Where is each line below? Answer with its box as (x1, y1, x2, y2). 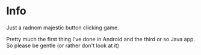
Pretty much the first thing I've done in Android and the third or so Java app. (6, 35, 196, 42)
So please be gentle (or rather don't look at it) (6, 42, 119, 49)
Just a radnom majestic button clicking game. (6, 24, 119, 31)
